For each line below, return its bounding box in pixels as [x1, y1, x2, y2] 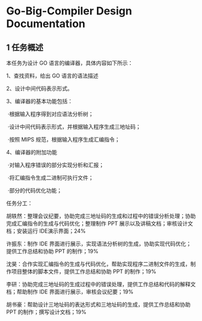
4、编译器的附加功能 [6, 149, 58, 155]
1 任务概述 [6, 42, 44, 52]
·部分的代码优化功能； [7, 187, 62, 194]
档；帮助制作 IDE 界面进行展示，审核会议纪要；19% [6, 288, 134, 295]
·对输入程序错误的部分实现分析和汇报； [7, 161, 104, 169]
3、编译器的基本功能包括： [6, 98, 73, 104]
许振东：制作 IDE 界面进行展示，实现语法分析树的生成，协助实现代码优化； [6, 240, 192, 247]
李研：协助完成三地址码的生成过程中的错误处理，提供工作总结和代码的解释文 [6, 281, 196, 287]
